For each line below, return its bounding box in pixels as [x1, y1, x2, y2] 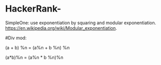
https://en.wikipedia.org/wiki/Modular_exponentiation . [5, 25, 117, 31]
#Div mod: [5, 35, 27, 41]
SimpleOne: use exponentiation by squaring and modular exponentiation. [5, 20, 156, 26]
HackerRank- [5, 3, 61, 15]
